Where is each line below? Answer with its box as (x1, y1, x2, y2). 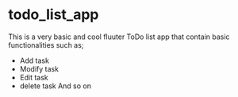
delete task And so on (19, 81, 91, 91)
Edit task (19, 72, 49, 82)
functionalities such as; (8, 40, 84, 49)
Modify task (19, 64, 59, 73)
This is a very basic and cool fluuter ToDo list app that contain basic (8, 32, 230, 41)
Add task (19, 56, 50, 65)
